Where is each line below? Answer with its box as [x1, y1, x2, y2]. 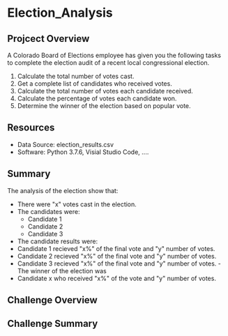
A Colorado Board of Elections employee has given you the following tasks [7, 51, 222, 59]
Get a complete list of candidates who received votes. [17, 79, 172, 88]
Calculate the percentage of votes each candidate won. [17, 94, 177, 102]
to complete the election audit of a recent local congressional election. [7, 59, 210, 67]
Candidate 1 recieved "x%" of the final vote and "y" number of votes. [17, 244, 215, 252]
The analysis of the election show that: [7, 186, 119, 194]
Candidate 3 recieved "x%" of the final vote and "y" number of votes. [17, 259, 217, 268]
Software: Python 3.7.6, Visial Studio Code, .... [17, 148, 149, 156]
